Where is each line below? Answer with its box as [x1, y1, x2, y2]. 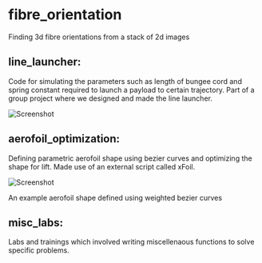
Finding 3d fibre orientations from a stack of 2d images [8, 32, 190, 42]
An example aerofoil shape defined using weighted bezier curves [8, 193, 222, 202]
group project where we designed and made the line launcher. [8, 94, 213, 103]
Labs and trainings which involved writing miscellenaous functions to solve [8, 237, 255, 247]
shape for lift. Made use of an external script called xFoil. [8, 161, 196, 171]
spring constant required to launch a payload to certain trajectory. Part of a [8, 85, 255, 94]
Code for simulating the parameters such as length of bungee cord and [8, 76, 242, 86]
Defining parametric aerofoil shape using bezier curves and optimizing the [8, 153, 253, 163]
